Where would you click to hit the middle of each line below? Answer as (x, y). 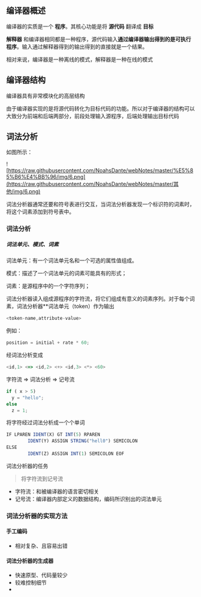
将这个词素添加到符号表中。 (40, 212)
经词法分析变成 (25, 355)
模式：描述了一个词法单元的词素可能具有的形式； (66, 273)
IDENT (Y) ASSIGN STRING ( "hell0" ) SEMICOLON (83, 441)
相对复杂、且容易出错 (41, 546)
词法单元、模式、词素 (32, 244)
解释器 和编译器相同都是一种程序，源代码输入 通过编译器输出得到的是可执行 (99, 39)
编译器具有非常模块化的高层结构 (45, 95)
